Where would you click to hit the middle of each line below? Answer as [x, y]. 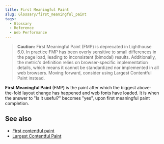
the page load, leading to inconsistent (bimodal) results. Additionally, [86, 57]
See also [18, 119]
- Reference [22, 28]
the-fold [13, 93]
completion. [17, 103]
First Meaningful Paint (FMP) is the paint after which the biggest [71, 88]
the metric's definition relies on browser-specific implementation [82, 62]
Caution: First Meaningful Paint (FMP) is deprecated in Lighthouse [84, 47]
